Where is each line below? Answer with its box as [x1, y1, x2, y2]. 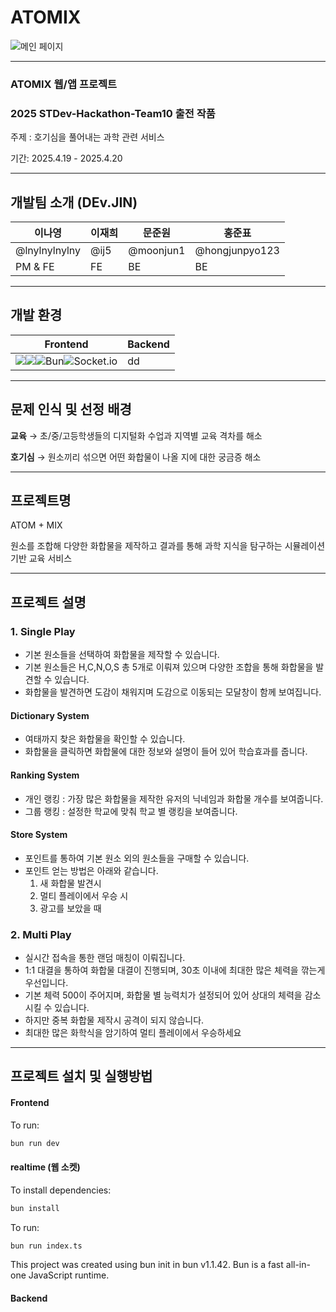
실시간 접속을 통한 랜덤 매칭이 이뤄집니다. [24, 952, 186, 963]
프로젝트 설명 [10, 594, 87, 611]
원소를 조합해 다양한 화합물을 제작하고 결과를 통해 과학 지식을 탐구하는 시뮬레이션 [10, 540, 326, 552]
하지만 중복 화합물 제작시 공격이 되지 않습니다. [24, 1014, 205, 1026]
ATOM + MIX [10, 519, 63, 531]
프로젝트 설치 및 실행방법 [10, 1068, 153, 1085]
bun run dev [10, 1138, 60, 1148]
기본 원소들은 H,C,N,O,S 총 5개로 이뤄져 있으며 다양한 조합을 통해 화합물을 [24, 661, 314, 673]
